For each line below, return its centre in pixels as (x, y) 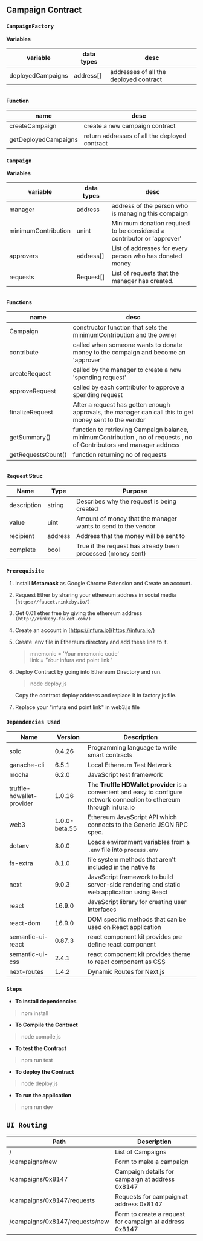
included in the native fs (121, 867)
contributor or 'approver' (147, 238)
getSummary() (30, 437)
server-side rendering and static (134, 884)
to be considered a (138, 231)
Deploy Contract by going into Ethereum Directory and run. (88, 672)
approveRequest (33, 391)
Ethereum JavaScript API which (132, 817)
